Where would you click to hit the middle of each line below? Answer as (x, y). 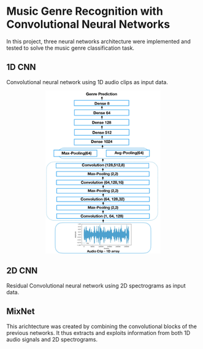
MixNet (21, 312)
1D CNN (21, 67)
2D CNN (22, 271)
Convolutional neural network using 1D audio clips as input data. (87, 82)
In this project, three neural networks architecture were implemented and (99, 41)
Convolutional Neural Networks (88, 24)
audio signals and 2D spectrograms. (52, 339)
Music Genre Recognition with (85, 11)
